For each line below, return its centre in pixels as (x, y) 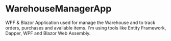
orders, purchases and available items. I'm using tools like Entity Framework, (86, 27)
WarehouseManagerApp (58, 9)
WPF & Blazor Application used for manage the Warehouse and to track (80, 22)
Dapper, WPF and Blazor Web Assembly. (48, 33)
